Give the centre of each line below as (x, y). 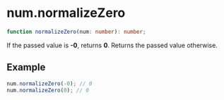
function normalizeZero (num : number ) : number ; (76, 32)
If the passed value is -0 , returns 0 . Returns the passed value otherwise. (112, 45)
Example (26, 67)
